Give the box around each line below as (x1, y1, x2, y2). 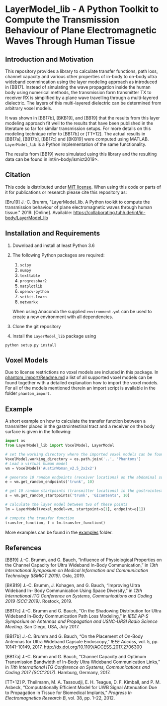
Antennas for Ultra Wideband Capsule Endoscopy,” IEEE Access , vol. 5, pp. (5, 639, 159, 645)
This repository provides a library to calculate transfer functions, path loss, (5, 68, 158, 74)
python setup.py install (5, 343, 57, 348)
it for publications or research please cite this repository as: (5, 189, 127, 195)
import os (5, 438, 26, 444)
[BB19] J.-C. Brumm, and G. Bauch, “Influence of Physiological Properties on (5, 557, 162, 563)
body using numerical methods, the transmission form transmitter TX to (5, 90, 152, 95)
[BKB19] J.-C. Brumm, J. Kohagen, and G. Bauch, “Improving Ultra (5, 583, 140, 588)
